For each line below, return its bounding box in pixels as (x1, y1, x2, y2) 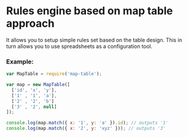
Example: (6, 58, 34, 66)
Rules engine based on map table (6, 4, 173, 18)
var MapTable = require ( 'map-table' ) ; (6, 71, 102, 77)
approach (6, 17, 55, 30)
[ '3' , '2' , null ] (11, 104, 58, 110)
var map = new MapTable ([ (6, 82, 70, 88)
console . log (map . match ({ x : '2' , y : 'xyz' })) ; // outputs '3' (6, 126, 166, 132)
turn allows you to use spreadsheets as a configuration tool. (6, 43, 152, 50)
